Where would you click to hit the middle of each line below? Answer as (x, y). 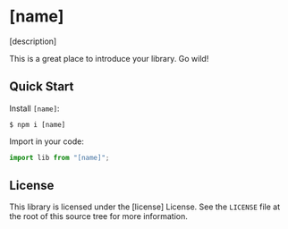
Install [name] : (34, 108)
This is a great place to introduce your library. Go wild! (109, 58)
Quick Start (42, 87)
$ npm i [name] (38, 124)
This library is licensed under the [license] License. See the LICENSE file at (145, 207)
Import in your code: (47, 141)
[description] (33, 41)
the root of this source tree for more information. (98, 216)
